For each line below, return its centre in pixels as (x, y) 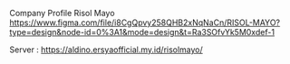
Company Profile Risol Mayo (62, 13)
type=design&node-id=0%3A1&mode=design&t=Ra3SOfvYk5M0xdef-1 (142, 32)
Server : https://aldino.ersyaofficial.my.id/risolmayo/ (106, 50)
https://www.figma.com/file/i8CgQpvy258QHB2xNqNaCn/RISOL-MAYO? (145, 23)
